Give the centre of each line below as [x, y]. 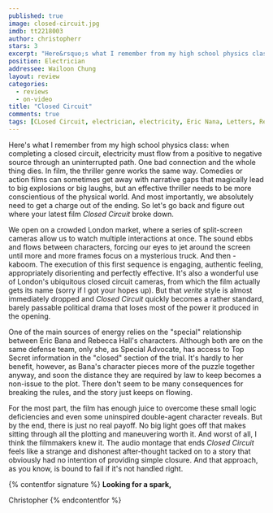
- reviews [32, 91]
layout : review [34, 76]
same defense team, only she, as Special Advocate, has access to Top [126, 349]
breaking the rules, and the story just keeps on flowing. [101, 392]
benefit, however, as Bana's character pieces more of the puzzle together [132, 366]
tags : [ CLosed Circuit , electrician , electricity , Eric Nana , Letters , [132, 122]
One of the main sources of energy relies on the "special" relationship [125, 332]
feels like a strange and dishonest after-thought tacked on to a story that [130, 451]
